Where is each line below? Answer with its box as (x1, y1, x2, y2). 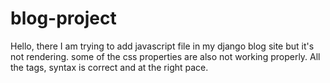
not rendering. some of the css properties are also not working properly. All (10, 50, 321, 62)
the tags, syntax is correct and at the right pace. (10, 61, 209, 73)
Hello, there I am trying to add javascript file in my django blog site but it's (10, 40, 315, 52)
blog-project (10, 7, 117, 30)
